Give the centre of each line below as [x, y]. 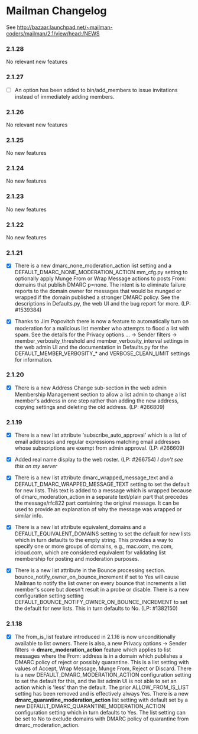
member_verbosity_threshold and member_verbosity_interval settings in [102, 340]
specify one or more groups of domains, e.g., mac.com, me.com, [94, 546]
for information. [34, 359]
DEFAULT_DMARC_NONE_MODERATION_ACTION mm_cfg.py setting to [101, 272]
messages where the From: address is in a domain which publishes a [98, 656]
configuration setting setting [49, 596]
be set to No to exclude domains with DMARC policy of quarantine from [102, 719]
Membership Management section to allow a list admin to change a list [100, 394]
